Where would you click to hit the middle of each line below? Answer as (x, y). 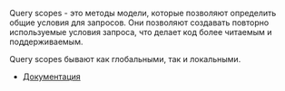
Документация (52, 77)
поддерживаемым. (46, 41)
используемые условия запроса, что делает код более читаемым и (141, 32)
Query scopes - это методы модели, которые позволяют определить (143, 13)
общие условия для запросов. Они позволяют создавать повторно (139, 23)
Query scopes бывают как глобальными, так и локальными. (125, 59)
